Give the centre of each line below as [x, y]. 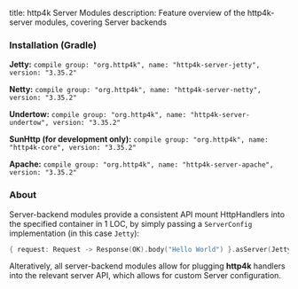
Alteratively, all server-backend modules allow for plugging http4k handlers [147, 266]
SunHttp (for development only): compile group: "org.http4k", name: [139, 139]
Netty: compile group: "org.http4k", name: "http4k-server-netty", [135, 90]
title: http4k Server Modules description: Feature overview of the [127, 13]
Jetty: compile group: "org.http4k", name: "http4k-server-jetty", [135, 65]
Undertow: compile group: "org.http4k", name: [98, 114]
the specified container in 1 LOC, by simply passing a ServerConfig [131, 223]
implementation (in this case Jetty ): [74, 233]
